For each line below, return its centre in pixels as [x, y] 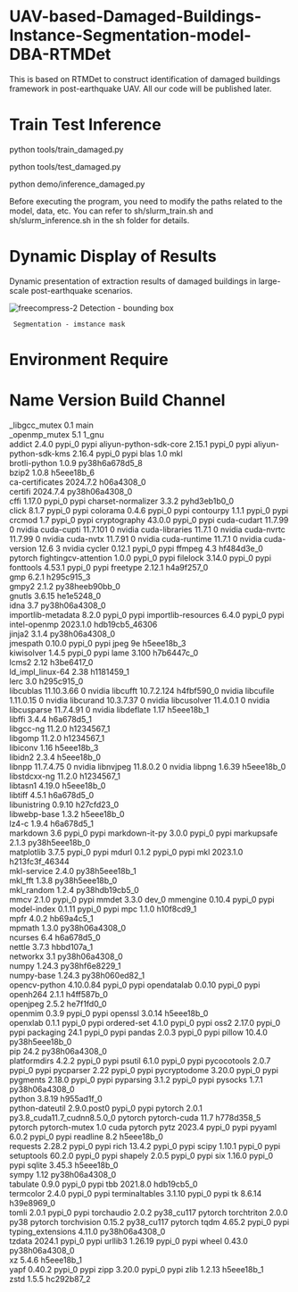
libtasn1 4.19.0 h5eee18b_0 [58, 785]
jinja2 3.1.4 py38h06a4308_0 [62, 633]
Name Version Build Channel [117, 400]
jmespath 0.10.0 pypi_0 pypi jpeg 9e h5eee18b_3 [98, 643]
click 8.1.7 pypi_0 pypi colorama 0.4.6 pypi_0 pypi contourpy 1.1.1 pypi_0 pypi [149, 510]
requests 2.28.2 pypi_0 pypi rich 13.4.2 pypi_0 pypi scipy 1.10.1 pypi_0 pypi [145, 1146]
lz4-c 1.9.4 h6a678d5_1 [51, 823]
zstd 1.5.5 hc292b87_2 [50, 1279]
